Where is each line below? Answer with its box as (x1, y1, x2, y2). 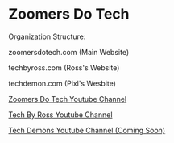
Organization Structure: (8, 32, 86, 41)
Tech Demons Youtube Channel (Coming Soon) (8, 125, 166, 135)
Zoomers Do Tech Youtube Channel (8, 94, 127, 103)
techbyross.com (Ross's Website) (8, 62, 120, 73)
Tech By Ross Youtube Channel (8, 110, 113, 120)
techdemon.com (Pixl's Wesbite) (8, 78, 117, 88)
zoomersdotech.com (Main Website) (8, 47, 130, 57)
